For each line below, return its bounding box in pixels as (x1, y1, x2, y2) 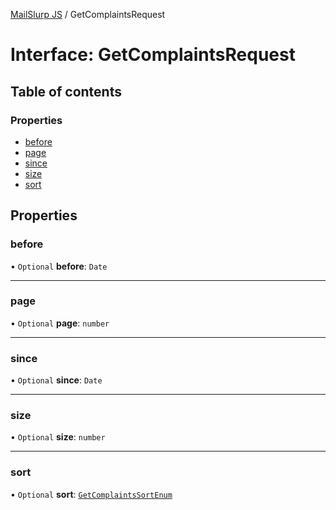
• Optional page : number (10, 317, 110, 329)
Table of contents (10, 83, 122, 100)
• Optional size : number (10, 431, 106, 443)
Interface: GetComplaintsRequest (10, 44, 296, 66)
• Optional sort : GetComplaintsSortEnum (10, 488, 173, 500)
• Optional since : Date (10, 374, 103, 386)
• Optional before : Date (10, 260, 108, 272)
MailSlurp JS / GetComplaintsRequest (10, 9, 166, 20)
